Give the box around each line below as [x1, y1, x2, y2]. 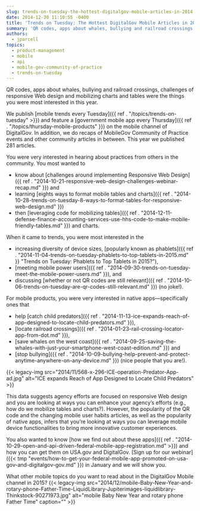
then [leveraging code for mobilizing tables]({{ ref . [14, 209, 140, 216]
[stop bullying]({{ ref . [14, 351, 68, 358]
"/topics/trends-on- [129, 110, 177, 117]
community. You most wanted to [6, 160, 86, 167]
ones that [6, 301, 30, 308]
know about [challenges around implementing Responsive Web [14, 171, 170, 179]
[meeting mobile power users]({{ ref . [14, 264, 107, 271]
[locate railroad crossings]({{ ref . [14, 326, 97, 333]
